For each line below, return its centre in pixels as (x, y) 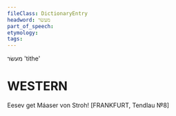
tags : (15, 39)
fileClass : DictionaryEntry (48, 13)
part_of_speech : (30, 26)
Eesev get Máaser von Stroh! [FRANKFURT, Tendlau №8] (88, 105)
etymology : (23, 33)
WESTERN (37, 86)
